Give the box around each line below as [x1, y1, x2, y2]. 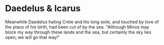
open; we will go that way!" [5, 34, 60, 40]
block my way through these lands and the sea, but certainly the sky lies [5, 29, 151, 35]
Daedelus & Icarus [5, 3, 81, 14]
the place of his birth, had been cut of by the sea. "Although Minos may [5, 24, 150, 30]
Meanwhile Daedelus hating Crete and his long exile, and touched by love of [5, 19, 159, 25]
